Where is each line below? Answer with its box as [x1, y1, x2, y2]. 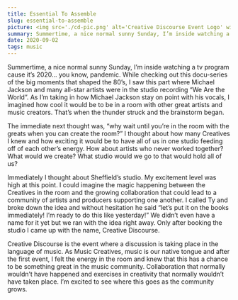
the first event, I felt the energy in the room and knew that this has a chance [7, 255, 229, 263]
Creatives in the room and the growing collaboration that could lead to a [7, 189, 217, 196]
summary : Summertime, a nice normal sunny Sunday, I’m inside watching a [7, 30, 230, 38]
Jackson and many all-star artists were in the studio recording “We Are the [7, 86, 225, 94]
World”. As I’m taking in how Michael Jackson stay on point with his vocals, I [7, 93, 230, 101]
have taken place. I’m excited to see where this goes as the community [7, 277, 215, 286]
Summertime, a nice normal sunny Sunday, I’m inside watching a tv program [7, 63, 229, 71]
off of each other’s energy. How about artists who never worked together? [7, 145, 224, 152]
